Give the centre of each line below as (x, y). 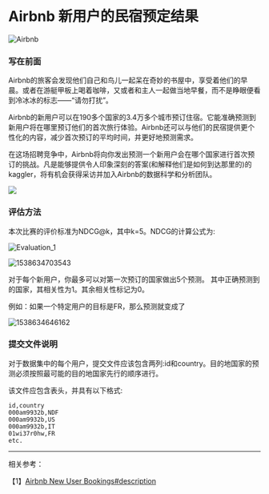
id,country (26, 405)
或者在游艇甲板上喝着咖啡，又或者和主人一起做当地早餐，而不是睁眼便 (138, 90)
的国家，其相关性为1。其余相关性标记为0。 (79, 289)
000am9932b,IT (32, 426)
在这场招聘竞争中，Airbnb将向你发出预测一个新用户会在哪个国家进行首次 (128, 155)
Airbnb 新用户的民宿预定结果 (103, 16)
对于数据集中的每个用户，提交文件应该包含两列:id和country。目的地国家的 (130, 363)
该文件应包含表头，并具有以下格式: (66, 390)
